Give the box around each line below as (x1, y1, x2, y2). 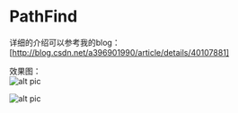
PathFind (9, 6, 78, 27)
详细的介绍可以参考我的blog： (9, 37, 120, 48)
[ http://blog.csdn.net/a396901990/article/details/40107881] (9, 47, 230, 57)
